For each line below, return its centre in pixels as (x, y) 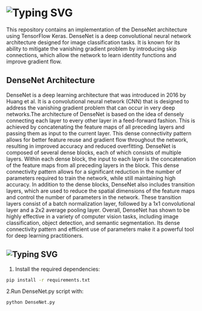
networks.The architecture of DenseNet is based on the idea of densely (95, 114)
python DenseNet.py (31, 303)
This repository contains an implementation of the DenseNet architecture (97, 29)
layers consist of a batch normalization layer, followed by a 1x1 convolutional (101, 203)
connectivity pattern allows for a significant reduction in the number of (94, 171)
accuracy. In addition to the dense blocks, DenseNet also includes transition (100, 184)
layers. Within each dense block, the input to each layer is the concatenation (101, 159)
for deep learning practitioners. (45, 235)
